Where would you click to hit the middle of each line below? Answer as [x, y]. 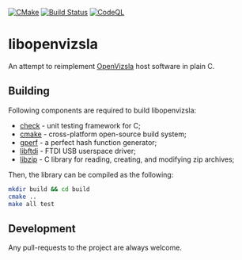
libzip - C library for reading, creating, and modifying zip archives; [127, 159]
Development [42, 229]
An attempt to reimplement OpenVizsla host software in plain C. [112, 66]
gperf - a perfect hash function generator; [88, 142]
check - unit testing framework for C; [80, 125]
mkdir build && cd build [49, 189]
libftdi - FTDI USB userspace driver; [78, 151]
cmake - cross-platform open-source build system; [103, 134]
